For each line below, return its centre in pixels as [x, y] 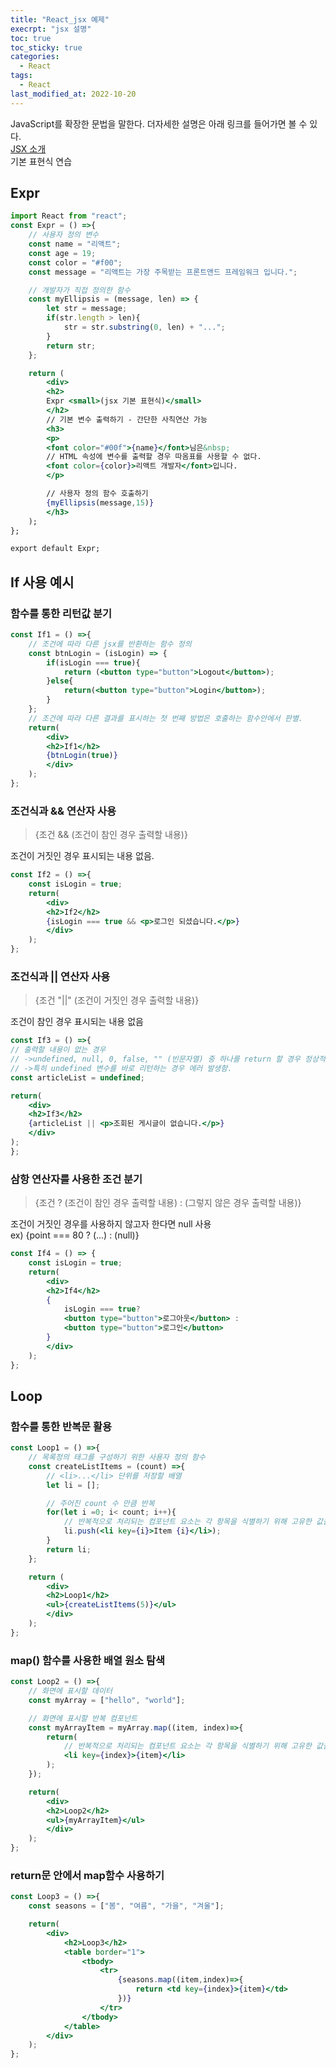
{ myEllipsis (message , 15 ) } [100, 502]
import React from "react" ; [69, 216]
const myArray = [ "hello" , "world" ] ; [107, 1700]
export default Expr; [55, 549]
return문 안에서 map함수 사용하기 [87, 1875]
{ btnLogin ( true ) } [82, 756]
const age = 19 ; [62, 253]
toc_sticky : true [46, 47]
